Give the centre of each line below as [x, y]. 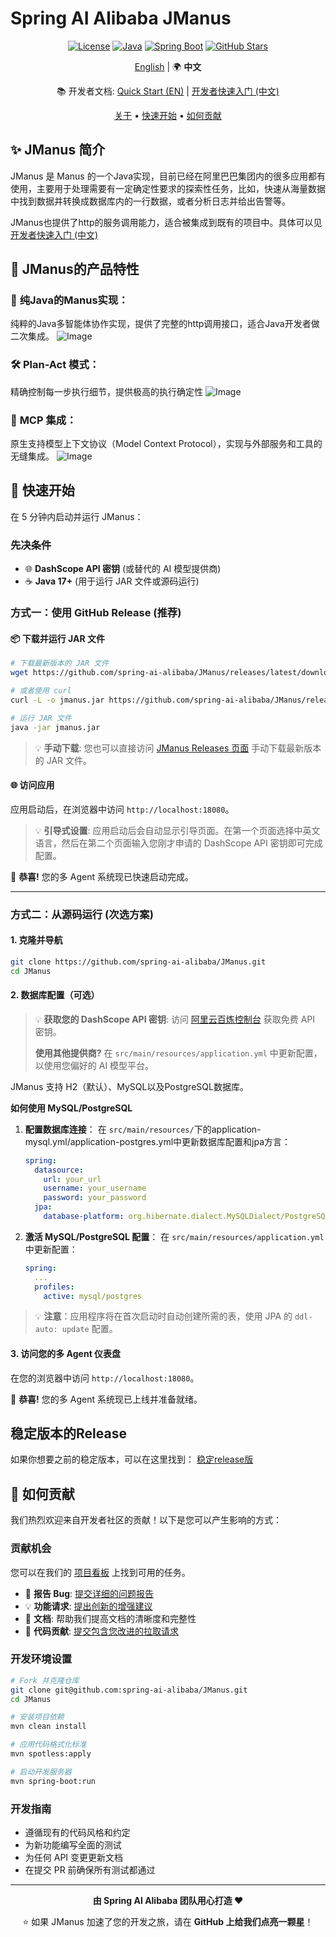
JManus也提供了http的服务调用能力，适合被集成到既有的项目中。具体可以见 [166, 222]
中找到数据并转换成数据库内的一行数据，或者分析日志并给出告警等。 [150, 201]
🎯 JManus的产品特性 [75, 269]
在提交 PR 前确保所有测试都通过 [90, 1870]
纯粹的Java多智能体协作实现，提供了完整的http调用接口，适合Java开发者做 [165, 324]
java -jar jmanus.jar [55, 727]
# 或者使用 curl [41, 691]
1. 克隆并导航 [36, 940]
